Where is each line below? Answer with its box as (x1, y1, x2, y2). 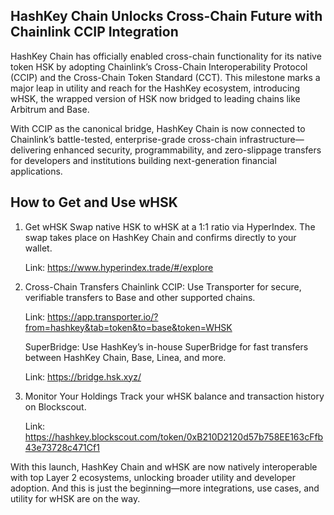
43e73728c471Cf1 (24, 441, 100, 453)
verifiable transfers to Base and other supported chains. (24, 291, 256, 303)
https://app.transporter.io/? (47, 310, 159, 323)
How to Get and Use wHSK (10, 194, 178, 211)
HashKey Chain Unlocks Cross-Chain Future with (10, 8, 323, 25)
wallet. (24, 242, 53, 254)
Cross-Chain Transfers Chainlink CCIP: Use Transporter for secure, (24, 280, 302, 293)
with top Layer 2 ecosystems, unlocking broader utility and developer (10, 471, 296, 483)
